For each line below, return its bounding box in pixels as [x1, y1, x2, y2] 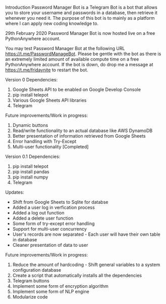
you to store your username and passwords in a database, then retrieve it [5, 10, 157, 16]
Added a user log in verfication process [12, 204, 95, 210]
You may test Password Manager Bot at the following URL [5, 46, 125, 51]
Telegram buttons [12, 278, 49, 284]
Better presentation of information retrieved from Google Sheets [12, 133, 146, 139]
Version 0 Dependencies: [5, 77, 58, 82]
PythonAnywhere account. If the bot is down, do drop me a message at [5, 62, 153, 67]
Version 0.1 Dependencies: [5, 154, 61, 159]
